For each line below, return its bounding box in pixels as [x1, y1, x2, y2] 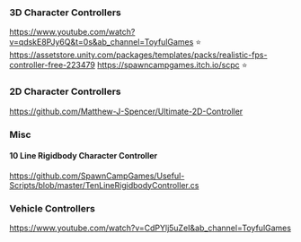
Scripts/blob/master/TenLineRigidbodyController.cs [9, 179, 199, 190]
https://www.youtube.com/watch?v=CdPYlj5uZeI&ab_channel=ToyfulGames [9, 222, 292, 234]
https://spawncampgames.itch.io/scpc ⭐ [97, 60, 248, 71]
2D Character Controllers [9, 85, 121, 98]
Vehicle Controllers [9, 202, 96, 214]
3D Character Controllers [9, 6, 121, 19]
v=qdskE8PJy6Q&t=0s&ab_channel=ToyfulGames [9, 37, 194, 48]
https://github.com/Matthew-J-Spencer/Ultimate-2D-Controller [9, 106, 243, 117]
